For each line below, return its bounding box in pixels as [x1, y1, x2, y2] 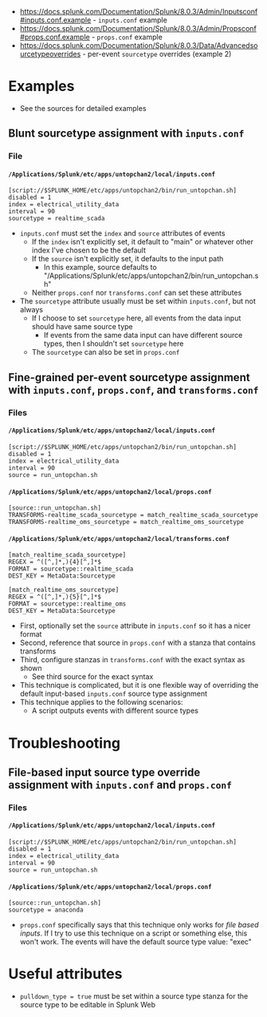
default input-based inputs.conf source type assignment [19, 689, 208, 698]
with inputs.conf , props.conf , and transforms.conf [8, 383, 259, 396]
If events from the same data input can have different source [43, 331, 243, 340]
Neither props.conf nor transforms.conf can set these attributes [31, 288, 242, 298]
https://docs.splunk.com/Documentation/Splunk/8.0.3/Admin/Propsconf [19, 24, 257, 33]
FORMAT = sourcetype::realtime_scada [8, 565, 134, 574]
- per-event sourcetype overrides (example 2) [82, 50, 232, 58]
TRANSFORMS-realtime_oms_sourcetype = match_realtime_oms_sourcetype [8, 518, 245, 526]
